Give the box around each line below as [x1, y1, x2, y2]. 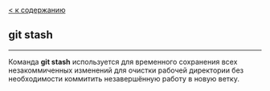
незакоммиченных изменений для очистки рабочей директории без [8, 65, 244, 75]
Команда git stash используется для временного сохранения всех [8, 57, 238, 66]
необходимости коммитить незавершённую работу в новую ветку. [8, 73, 239, 83]
